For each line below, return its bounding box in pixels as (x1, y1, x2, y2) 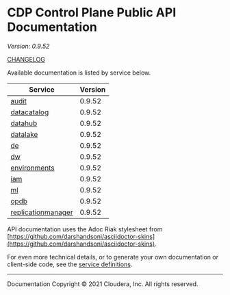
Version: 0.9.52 (7, 42, 50, 50)
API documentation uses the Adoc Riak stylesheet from (7, 225, 163, 233)
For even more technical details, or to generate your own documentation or (7, 253, 219, 261)
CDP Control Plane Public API (7, 5, 177, 21)
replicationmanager (10, 207, 73, 217)
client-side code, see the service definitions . (7, 260, 133, 268)
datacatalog (10, 107, 49, 117)
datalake (10, 129, 38, 139)
